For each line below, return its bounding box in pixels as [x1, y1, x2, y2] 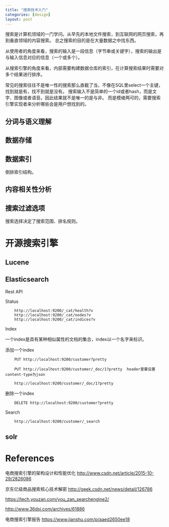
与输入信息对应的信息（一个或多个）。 [5, 54, 82, 60]
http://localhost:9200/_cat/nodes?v [14, 312, 92, 317]
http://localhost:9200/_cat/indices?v [14, 317, 96, 322]
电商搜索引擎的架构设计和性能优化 [5, 470, 76, 476]
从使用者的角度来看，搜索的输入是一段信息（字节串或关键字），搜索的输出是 [5, 48, 162, 54]
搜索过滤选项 [5, 204, 45, 212]
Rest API [5, 288, 23, 295]
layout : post [5, 17, 33, 22]
